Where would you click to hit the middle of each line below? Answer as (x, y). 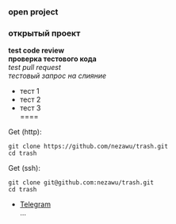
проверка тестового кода (52, 59)
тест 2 (30, 100)
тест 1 (29, 91)
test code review (36, 51)
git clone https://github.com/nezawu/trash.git (88, 147)
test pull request (35, 68)
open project (33, 12)
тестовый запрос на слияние (57, 76)
